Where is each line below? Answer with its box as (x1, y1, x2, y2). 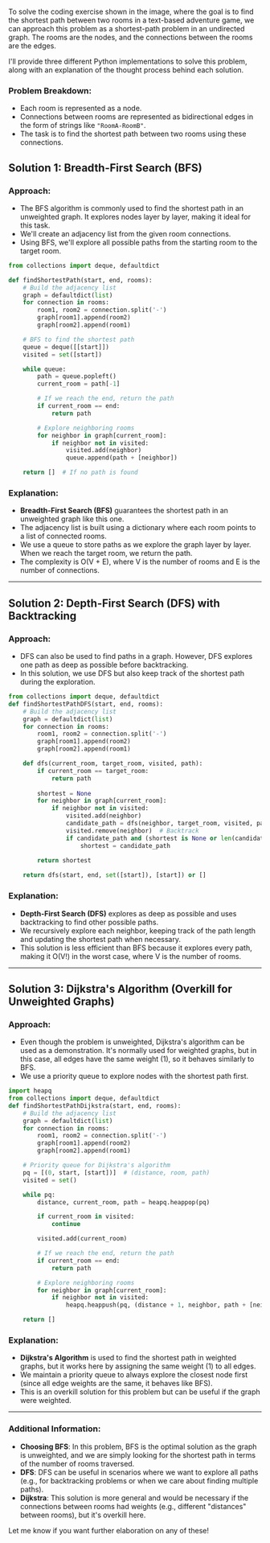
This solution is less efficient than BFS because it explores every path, (19, 943, 253, 953)
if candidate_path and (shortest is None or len (65, 834, 231, 842)
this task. (19, 220, 51, 230)
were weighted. (19, 1396, 72, 1405)
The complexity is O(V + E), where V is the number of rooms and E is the (19, 557, 260, 566)
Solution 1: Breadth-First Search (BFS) (8, 161, 202, 175)
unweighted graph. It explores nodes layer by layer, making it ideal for (19, 212, 252, 221)
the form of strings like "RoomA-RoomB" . (19, 121, 146, 130)
